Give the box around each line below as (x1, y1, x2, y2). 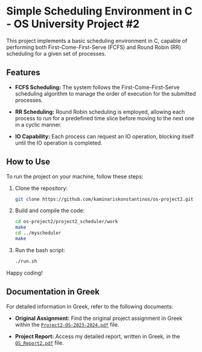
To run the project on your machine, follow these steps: (6, 172, 144, 180)
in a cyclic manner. (14, 121, 62, 128)
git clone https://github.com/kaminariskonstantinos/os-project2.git (14, 196, 194, 202)
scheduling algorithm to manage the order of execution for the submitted (14, 90, 196, 97)
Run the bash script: (14, 246, 65, 253)
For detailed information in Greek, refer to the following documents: (6, 302, 174, 310)
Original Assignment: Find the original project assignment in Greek (14, 315, 183, 322)
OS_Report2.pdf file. (14, 339, 65, 346)
